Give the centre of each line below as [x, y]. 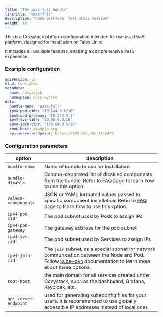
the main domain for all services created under [97, 275]
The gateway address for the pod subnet [91, 228]
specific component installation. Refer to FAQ [96, 200]
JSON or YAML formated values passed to [92, 195]
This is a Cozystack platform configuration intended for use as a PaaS [75, 37]
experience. [17, 57]
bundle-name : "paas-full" [36, 106]
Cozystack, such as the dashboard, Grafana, [95, 281]
